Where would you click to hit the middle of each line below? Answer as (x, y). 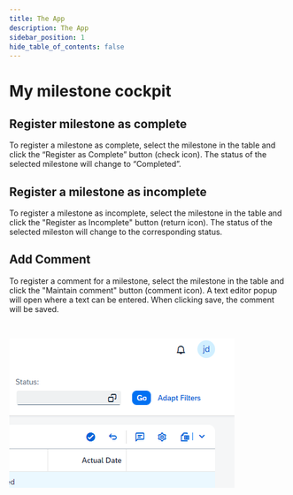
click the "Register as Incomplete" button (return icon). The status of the (141, 223)
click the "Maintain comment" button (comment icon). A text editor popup (143, 290)
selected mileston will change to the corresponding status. (116, 232)
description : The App (49, 28)
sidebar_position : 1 (47, 37)
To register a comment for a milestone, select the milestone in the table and (147, 281)
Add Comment (50, 259)
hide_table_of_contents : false (67, 47)
